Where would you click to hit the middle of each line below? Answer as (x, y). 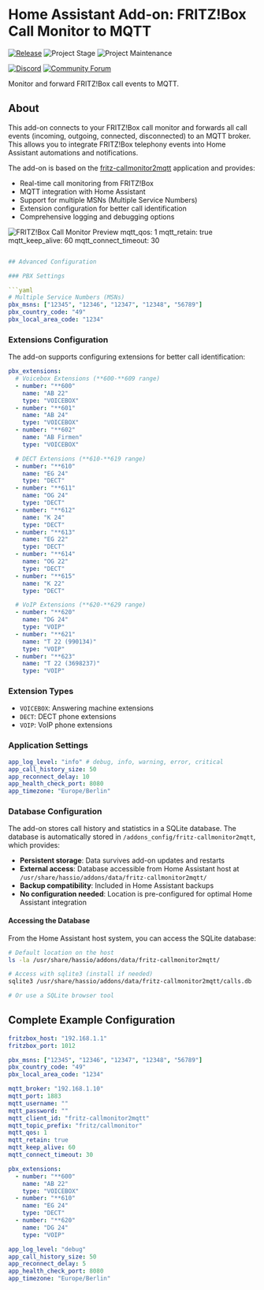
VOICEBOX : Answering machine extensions (86, 708)
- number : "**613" (46, 532)
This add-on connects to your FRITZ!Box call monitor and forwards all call (128, 127)
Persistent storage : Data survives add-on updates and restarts (122, 860)
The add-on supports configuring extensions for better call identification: (127, 357)
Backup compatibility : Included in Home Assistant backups (117, 885)
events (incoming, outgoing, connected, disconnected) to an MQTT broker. (130, 136)
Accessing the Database (49, 921)
